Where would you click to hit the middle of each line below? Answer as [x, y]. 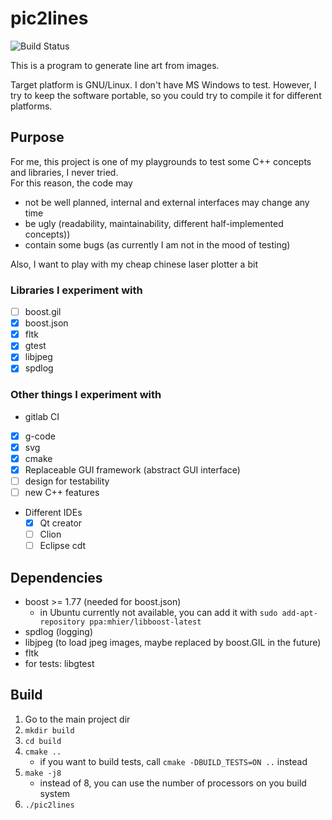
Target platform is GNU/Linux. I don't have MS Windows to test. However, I [163, 84]
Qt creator [61, 523]
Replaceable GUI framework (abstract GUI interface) [132, 469]
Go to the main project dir [77, 719]
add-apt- [299, 613]
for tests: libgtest [59, 664]
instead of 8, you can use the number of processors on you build [173, 783]
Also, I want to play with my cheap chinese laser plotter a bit [134, 264]
